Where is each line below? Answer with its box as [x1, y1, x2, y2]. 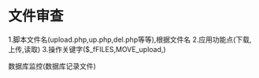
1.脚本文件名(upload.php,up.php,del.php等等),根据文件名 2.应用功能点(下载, [8, 35, 252, 44]
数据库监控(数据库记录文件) [8, 61, 97, 71]
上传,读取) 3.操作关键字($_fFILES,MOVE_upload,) [8, 44, 167, 54]
